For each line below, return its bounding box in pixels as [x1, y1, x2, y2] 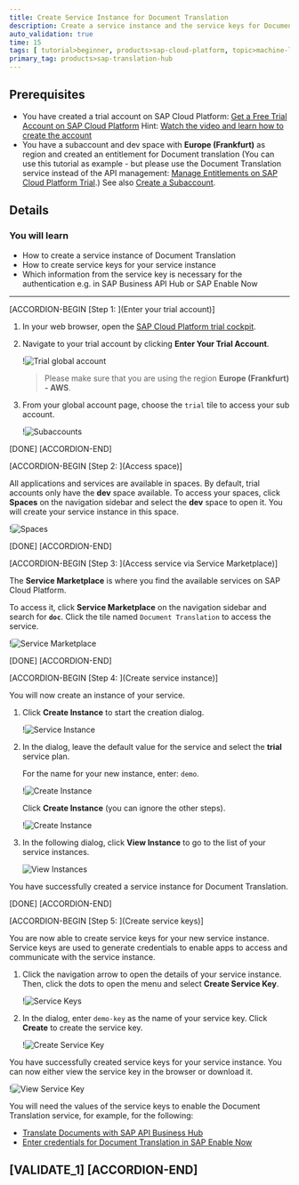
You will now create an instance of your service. [9, 689, 185, 700]
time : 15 [9, 37, 42, 47]
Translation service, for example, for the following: [9, 1109, 194, 1121]
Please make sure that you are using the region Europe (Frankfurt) [44, 373, 290, 383]
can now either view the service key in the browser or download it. [9, 1066, 254, 1076]
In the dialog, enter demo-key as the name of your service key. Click [21, 1012, 268, 1023]
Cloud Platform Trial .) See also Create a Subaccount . [21, 177, 216, 188]
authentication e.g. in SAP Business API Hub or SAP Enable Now [21, 278, 258, 289]
